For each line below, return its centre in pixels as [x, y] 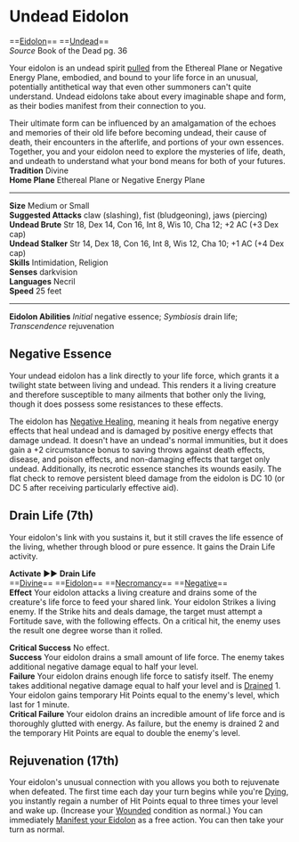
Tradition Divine [39, 170]
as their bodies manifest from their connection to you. [108, 105]
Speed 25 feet [36, 291]
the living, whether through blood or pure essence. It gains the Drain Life [142, 547]
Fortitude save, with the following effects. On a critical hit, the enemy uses [145, 621]
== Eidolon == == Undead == [59, 41]
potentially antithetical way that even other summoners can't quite [130, 87]
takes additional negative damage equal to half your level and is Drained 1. [145, 685]
